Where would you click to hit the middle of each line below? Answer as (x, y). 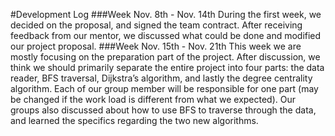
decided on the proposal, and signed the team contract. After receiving (156, 25)
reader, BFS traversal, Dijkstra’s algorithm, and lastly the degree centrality (161, 78)
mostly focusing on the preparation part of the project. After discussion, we (165, 57)
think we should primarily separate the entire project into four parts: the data (167, 67)
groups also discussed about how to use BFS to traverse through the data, (163, 110)
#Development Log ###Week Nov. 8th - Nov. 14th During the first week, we (166, 14)
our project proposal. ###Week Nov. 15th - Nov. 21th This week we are (156, 46)
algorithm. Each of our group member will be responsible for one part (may (164, 88)
